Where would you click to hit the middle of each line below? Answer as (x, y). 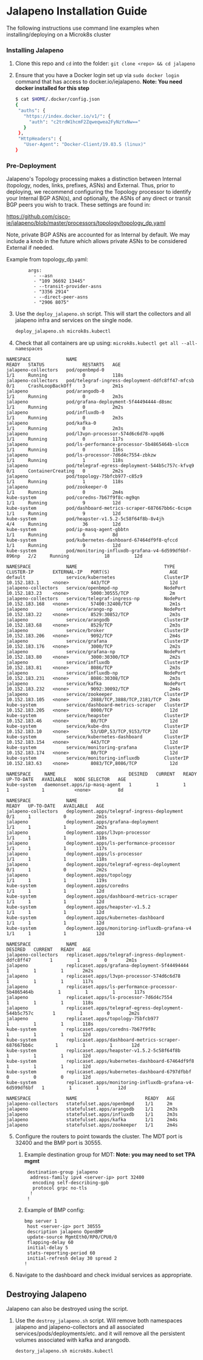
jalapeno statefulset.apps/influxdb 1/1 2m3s (92, 1114)
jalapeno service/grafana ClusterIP (98, 641)
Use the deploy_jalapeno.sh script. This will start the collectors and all (103, 314)
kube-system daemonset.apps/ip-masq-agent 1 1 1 (96, 785)
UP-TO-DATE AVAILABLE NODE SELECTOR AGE (66, 780)
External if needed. (30, 248)
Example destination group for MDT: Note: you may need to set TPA (110, 1155)
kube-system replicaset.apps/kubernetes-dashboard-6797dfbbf (99, 1072)
